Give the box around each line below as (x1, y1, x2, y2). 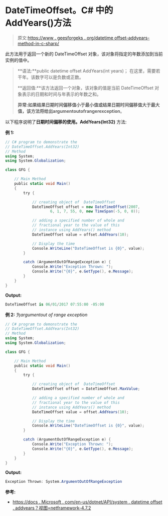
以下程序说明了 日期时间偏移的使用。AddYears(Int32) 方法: (5, 119, 127, 125)
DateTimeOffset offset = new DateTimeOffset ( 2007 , (32, 204, 140, 209)
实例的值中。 (5, 57, 32, 63)
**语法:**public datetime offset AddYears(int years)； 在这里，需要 (17, 67, 156, 73)
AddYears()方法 (5, 17, 72, 29)
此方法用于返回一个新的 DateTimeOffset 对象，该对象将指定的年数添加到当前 (5, 51, 163, 57)
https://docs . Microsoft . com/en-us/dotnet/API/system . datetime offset (12, 499, 162, 505)
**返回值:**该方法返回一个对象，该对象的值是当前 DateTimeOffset (17, 85, 154, 91)
